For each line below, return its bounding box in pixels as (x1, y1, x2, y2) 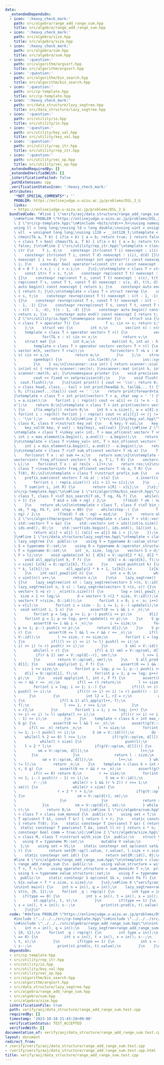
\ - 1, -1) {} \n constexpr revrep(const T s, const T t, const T (14, 303, 156, 308)
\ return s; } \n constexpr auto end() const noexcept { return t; (14, 311, 159, 317)
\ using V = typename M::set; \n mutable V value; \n (14, 839, 141, 844)
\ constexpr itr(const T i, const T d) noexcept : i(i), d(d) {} (14, 253, 156, 258)
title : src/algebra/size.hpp (14, 39, 73, 44)
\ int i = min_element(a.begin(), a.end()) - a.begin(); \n (14, 444, 143, 448)
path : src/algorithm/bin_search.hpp (14, 75, 89, 80)
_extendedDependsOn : (9, 12, 51, 17)
